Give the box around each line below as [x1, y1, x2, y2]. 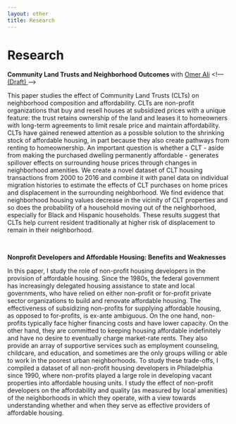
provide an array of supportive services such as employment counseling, [7, 342, 220, 350]
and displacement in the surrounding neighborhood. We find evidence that [7, 188, 224, 197]
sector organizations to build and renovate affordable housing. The [7, 297, 201, 305]
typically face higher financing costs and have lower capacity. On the [27, 319, 229, 328]
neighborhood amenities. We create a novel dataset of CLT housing [7, 166, 203, 174]
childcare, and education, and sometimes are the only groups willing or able [7, 349, 228, 357]
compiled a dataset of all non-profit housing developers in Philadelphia [7, 364, 213, 373]
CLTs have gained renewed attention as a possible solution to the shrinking [7, 129, 225, 137]
